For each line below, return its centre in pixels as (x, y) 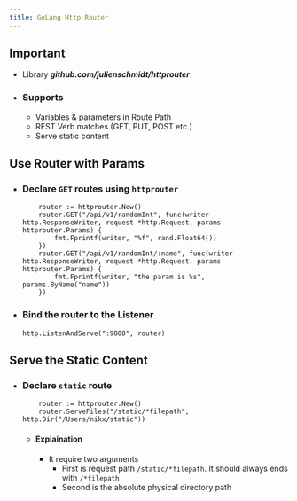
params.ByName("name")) (66, 285)
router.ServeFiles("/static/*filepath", (114, 412)
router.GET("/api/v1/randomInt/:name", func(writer (136, 254)
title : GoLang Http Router (59, 17)
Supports (43, 98)
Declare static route (67, 386)
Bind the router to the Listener (88, 315)
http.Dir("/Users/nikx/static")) (84, 419)
